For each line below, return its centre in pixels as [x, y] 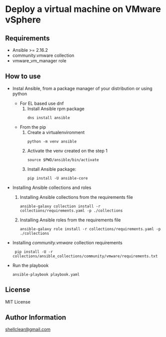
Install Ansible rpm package [56, 109]
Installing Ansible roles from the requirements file [70, 220]
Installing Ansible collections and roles [52, 187]
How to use [23, 77]
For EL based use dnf [42, 103]
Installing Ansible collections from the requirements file [76, 197]
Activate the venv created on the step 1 [67, 151]
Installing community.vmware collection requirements [67, 242]
